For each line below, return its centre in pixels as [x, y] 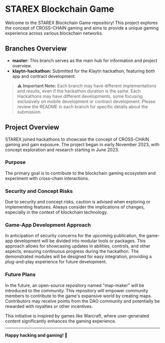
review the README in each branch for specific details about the [82, 106]
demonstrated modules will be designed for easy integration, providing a [79, 256]
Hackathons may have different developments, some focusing [80, 96]
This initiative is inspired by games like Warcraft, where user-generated [77, 315]
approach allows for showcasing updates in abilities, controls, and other [78, 246]
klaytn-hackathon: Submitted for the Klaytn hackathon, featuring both [84, 71]
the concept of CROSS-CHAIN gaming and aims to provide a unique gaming [82, 28]
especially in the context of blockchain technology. [56, 212]
